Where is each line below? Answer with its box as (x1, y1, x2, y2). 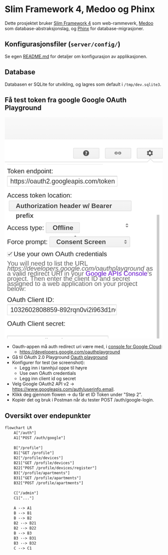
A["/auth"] (14, 431, 37, 436)
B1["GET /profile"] (14, 451, 55, 456)
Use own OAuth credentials (19, 370, 76, 376)
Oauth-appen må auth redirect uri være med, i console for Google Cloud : (12, 344, 162, 350)
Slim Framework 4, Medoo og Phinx (5, 4, 155, 15)
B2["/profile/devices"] (14, 456, 64, 461)
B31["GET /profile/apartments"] (14, 476, 81, 481)
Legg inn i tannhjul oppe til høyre (19, 365, 87, 371)
